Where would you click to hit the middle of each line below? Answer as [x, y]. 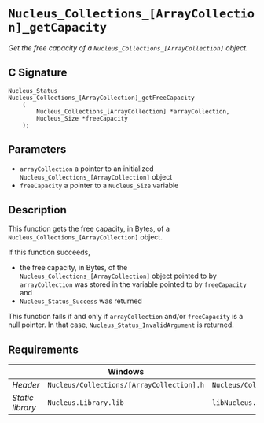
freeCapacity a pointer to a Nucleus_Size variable [99, 185]
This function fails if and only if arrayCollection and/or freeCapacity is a [126, 317]
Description [37, 210]
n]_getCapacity [58, 28]
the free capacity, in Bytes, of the [73, 268]
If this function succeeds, [49, 252]
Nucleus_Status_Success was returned [81, 301]
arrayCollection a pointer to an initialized [87, 169]
